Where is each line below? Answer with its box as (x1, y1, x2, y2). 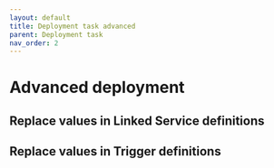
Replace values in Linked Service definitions (9, 113, 265, 128)
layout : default (9, 13, 71, 23)
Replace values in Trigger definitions (9, 144, 221, 159)
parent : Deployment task (9, 30, 103, 39)
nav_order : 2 (9, 38, 59, 48)
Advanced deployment (9, 78, 185, 98)
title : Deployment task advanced (9, 22, 136, 31)
